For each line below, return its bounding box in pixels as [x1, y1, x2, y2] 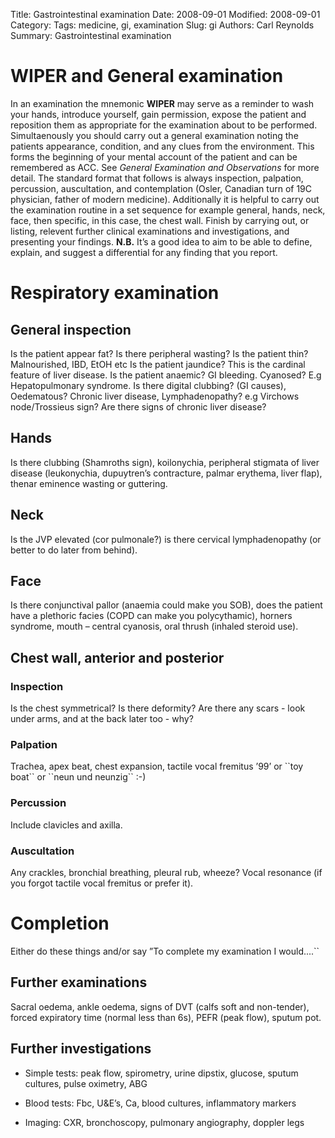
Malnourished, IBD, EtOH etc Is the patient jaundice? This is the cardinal [10, 358, 306, 370]
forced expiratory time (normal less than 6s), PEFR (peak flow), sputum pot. [10, 1011, 322, 1023]
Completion [10, 912, 110, 935]
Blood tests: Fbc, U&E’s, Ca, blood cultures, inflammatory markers [24, 1097, 297, 1109]
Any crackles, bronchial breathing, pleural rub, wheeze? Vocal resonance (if [10, 866, 323, 878]
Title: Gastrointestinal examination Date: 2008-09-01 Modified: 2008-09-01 [10, 9, 321, 20]
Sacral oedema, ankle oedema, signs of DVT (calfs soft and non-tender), [10, 1000, 310, 1013]
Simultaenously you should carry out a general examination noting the [10, 129, 299, 141]
